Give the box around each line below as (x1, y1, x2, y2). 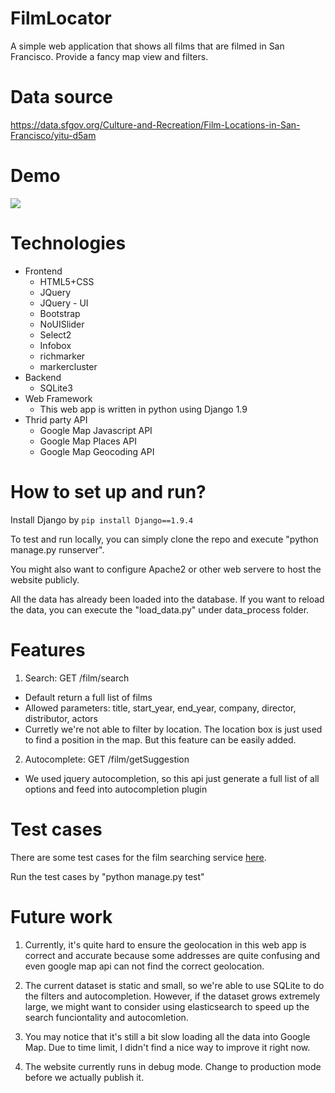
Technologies (10, 232, 127, 254)
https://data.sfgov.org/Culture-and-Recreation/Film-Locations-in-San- (10, 118, 301, 131)
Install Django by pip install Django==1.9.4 (10, 513, 194, 526)
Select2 (39, 328, 72, 341)
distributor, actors (24, 712, 98, 724)
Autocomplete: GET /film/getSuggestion (24, 753, 190, 765)
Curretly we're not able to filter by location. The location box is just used (24, 723, 323, 735)
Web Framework (24, 392, 93, 404)
